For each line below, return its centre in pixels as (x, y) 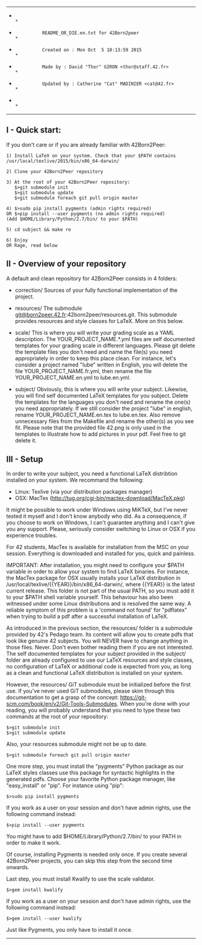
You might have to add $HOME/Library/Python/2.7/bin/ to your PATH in (94, 837)
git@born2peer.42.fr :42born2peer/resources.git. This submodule (96, 315)
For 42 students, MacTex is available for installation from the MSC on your (98, 547)
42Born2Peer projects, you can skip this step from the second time (89, 861)
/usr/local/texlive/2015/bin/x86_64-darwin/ (63, 161)
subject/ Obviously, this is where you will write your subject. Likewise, (101, 389)
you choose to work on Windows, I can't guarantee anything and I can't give (101, 523)
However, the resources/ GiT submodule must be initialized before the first (99, 685)
